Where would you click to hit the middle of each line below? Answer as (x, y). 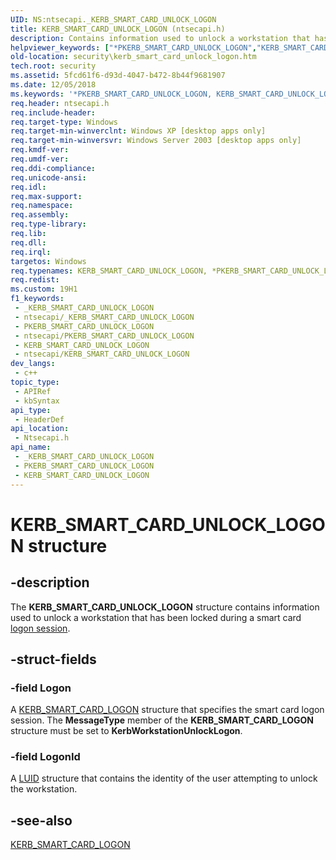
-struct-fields (53, 659)
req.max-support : (46, 196)
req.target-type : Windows (64, 122)
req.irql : (31, 252)
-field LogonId (45, 757)
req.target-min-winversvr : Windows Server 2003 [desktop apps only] (156, 141)
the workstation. (44, 789)
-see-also (41, 820)
